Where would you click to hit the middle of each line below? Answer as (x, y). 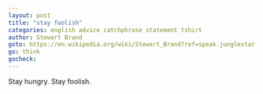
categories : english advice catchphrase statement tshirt (105, 30)
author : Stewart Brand (45, 37)
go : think (24, 52)
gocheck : (22, 60)
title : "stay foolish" (45, 23)
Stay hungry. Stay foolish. (50, 81)
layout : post (30, 15)
